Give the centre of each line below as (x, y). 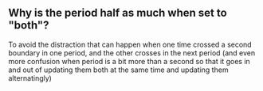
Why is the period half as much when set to (118, 13)
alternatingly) (30, 78)
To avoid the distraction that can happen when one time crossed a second (130, 44)
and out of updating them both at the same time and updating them (118, 70)
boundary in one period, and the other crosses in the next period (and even (132, 53)
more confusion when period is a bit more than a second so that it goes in (130, 61)
